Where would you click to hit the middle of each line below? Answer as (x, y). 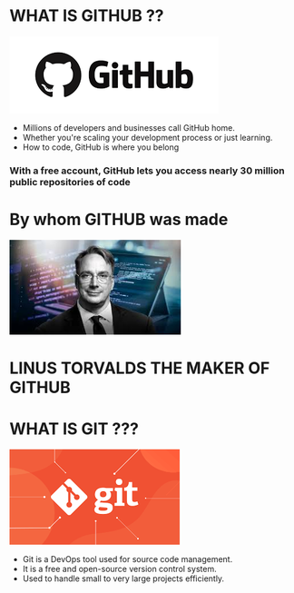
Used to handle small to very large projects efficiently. (123, 578)
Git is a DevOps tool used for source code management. (127, 558)
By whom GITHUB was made (119, 220)
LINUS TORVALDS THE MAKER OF (140, 368)
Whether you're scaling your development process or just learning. (147, 137)
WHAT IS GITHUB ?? (87, 16)
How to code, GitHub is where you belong (101, 147)
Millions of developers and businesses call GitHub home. (129, 127)
